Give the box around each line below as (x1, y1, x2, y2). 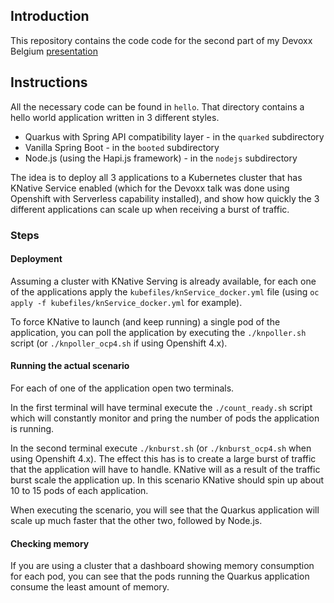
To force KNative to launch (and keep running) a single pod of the (10, 315, 281, 328)
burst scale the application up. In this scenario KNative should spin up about (10, 474, 325, 486)
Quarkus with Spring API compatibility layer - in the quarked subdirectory (24, 130, 325, 143)
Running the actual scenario (10, 360, 130, 372)
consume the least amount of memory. (10, 581, 170, 593)
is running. (10, 422, 55, 434)
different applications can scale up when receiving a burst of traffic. (10, 203, 290, 215)
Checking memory (10, 537, 90, 549)
